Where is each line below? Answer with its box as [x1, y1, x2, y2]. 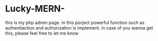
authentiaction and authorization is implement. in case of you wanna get [5, 24, 154, 30]
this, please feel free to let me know [5, 30, 79, 36]
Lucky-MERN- [5, 3, 65, 14]
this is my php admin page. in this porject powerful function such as [5, 19, 145, 25]
